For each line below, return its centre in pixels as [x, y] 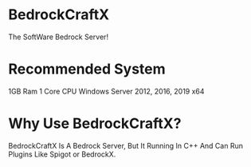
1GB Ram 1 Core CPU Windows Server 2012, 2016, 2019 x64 [106, 91]
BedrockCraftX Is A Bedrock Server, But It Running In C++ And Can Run [125, 145]
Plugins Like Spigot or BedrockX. [62, 154]
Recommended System [87, 69]
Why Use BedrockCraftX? [95, 123]
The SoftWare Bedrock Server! [59, 37]
